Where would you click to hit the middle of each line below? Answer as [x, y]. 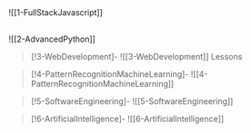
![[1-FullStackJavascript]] [56, 13]
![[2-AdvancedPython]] [52, 39]
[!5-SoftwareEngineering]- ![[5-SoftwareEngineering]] [132, 101]
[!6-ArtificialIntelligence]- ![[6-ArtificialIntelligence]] [127, 119]
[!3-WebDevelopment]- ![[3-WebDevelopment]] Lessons [136, 56]
